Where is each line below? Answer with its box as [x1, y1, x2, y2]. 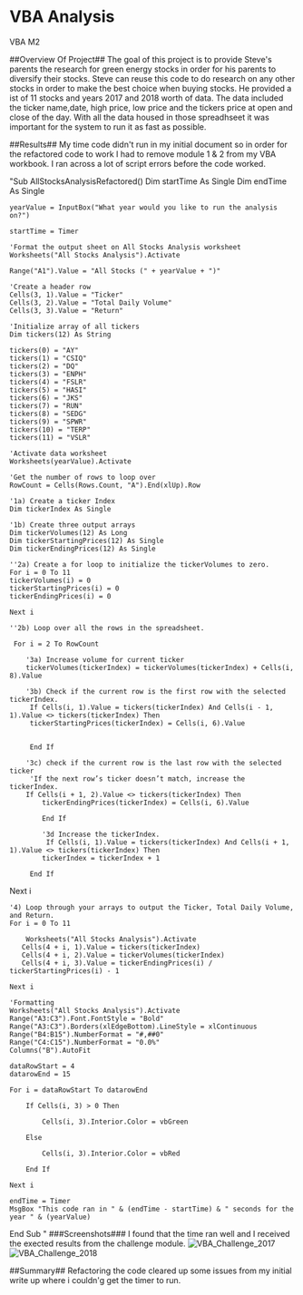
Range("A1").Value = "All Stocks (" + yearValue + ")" [9, 266, 221, 276]
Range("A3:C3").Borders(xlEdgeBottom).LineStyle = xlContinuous [9, 1022, 258, 1031]
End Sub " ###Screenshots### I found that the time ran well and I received [9, 1228, 290, 1239]
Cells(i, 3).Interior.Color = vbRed [42, 1149, 181, 1158]
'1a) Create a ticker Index [9, 496, 116, 505]
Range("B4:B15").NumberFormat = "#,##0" [9, 1029, 165, 1039]
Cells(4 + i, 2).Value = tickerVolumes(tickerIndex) [21, 950, 225, 959]
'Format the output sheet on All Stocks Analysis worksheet [9, 242, 242, 251]
